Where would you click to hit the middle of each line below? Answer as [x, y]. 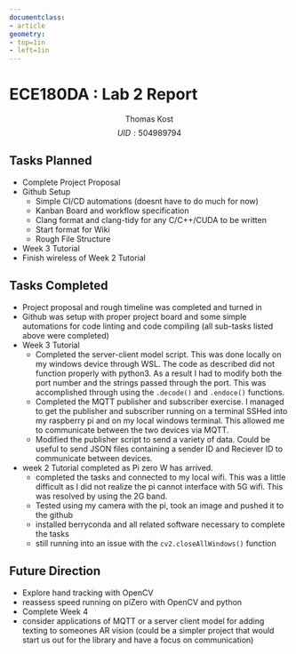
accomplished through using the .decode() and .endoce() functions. [160, 392]
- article [28, 26]
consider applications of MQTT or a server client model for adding [143, 621]
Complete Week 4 [55, 611]
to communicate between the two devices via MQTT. [132, 430]
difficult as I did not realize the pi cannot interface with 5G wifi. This [159, 486]
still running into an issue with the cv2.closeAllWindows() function [156, 543]
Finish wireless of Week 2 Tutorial [84, 258]
